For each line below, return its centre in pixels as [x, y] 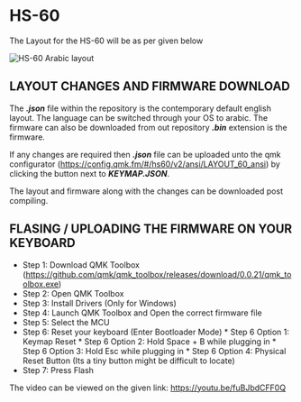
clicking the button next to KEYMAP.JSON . [89, 173]
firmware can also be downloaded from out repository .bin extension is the [148, 127]
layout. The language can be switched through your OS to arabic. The [139, 117]
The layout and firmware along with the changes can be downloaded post [146, 191]
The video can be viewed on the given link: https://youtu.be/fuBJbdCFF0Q [148, 388]
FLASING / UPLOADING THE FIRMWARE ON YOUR [151, 229]
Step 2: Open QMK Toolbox [73, 293]
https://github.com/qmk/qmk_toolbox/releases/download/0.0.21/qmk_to [159, 274]
